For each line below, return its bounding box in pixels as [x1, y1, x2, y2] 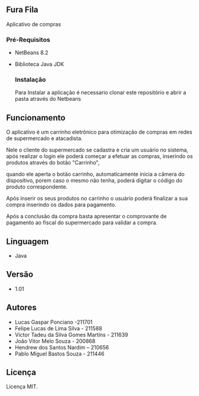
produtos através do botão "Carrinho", [6, 159, 100, 166]
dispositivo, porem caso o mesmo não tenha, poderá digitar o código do [6, 177, 183, 184]
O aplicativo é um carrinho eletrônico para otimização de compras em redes [6, 128, 192, 136]
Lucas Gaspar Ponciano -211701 [14, 318, 93, 326]
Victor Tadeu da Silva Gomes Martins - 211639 [14, 331, 128, 338]
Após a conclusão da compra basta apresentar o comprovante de [6, 213, 167, 220]
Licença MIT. [6, 383, 38, 390]
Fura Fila [6, 5, 39, 15]
